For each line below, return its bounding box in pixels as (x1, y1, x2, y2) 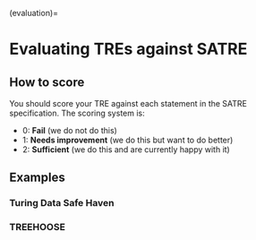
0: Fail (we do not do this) (21, 125, 118, 135)
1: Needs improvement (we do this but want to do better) (21, 134, 234, 145)
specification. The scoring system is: (9, 107, 145, 118)
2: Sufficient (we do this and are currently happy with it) (21, 144, 230, 155)
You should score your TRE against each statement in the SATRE (9, 99, 248, 108)
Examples (9, 170, 65, 185)
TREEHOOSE (9, 221, 65, 234)
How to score (9, 74, 85, 90)
